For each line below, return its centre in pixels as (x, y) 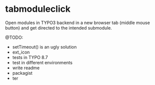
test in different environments (42, 62)
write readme (26, 68)
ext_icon (21, 52)
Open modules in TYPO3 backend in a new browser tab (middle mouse (77, 23)
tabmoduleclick (38, 9)
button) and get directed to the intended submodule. (59, 28)
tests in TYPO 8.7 (30, 57)
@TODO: (14, 37)
